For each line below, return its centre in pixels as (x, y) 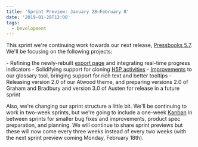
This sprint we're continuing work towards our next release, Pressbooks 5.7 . (99, 45)
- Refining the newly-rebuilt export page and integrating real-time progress (98, 63)
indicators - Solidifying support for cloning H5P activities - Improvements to (99, 70)
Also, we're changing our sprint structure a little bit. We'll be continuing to (97, 106)
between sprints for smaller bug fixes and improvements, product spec (93, 119)
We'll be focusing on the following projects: (59, 52)
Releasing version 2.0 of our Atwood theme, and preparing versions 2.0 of (97, 82)
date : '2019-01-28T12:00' (38, 17)
